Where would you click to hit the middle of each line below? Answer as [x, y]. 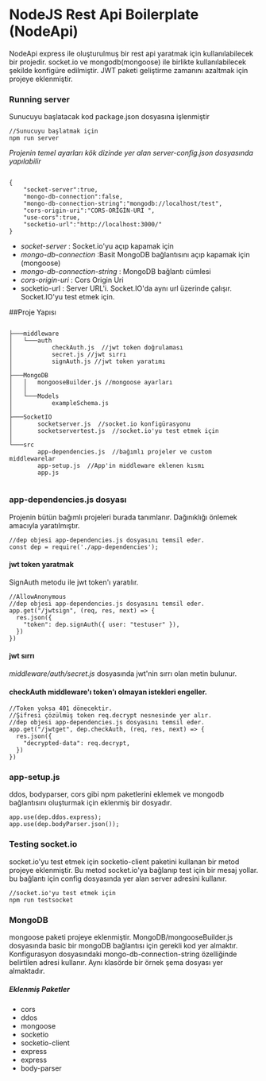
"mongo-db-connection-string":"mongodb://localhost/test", [123, 204]
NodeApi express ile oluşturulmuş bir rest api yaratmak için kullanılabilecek [131, 53]
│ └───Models [34, 396]
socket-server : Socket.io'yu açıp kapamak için [97, 246]
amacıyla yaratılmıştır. [44, 525]
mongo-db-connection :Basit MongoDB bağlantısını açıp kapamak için [135, 255]
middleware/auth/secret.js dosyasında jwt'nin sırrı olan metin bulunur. [123, 674]
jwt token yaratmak [42, 565]
